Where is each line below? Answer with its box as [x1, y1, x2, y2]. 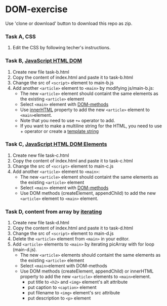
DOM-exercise [5, 4, 68, 15]
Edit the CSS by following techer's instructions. [12, 45, 111, 51]
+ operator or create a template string [20, 128, 99, 134]
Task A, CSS [5, 33, 36, 40]
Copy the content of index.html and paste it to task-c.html [12, 157, 133, 163]
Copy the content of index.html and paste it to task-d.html [12, 225, 133, 231]
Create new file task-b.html [12, 69, 69, 75]
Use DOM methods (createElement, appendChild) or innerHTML [20, 268, 154, 275]
